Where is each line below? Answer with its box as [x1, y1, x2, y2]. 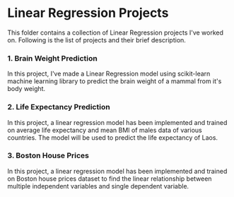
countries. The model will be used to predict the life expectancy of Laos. [7, 133, 218, 142]
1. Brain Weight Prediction [7, 53, 98, 63]
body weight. [7, 85, 46, 93]
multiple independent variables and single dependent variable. [7, 181, 189, 190]
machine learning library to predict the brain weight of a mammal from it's [7, 77, 222, 85]
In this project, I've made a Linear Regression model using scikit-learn [7, 69, 211, 78]
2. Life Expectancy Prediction [7, 102, 111, 112]
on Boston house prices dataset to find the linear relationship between [7, 174, 212, 183]
